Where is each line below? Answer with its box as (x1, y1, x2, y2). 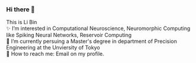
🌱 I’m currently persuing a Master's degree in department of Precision (6, 38, 177, 45)
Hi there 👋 (6, 5, 36, 14)
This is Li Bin (6, 19, 37, 26)
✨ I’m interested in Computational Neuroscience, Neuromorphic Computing (6, 25, 191, 32)
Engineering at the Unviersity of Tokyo (6, 44, 100, 51)
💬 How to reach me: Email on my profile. (6, 50, 105, 58)
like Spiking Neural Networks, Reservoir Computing (6, 32, 132, 39)
